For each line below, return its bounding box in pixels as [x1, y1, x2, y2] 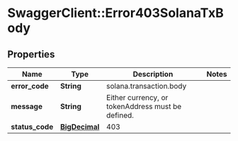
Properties [7, 48, 55, 60]
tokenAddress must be [106, 101, 182, 111]
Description [132, 69, 174, 79]
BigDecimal [59, 122, 100, 132]
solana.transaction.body [106, 81, 187, 91]
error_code [11, 81, 50, 91]
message [11, 101, 42, 111]
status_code [11, 122, 54, 132]
